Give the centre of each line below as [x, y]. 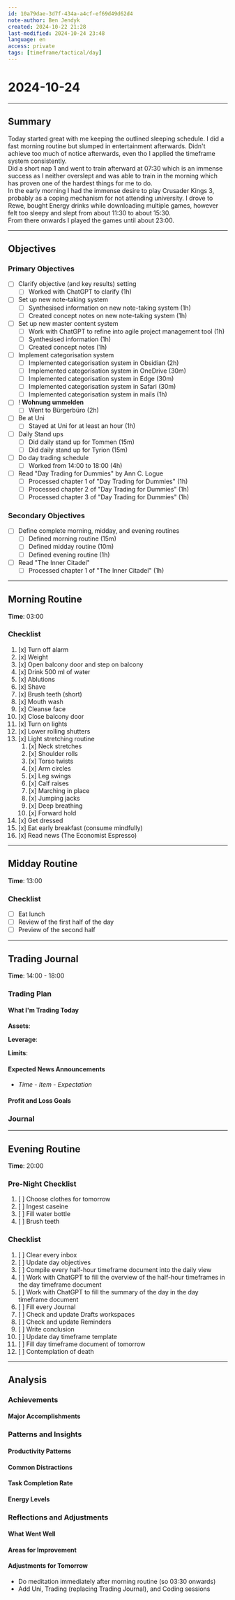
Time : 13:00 [25, 880]
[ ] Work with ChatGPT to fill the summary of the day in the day [108, 1292]
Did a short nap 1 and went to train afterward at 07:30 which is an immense [115, 168]
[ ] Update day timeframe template [68, 1336]
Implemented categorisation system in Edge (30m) [101, 379]
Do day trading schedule [53, 457]
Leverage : [23, 1040]
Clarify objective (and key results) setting [77, 284]
